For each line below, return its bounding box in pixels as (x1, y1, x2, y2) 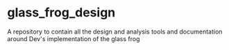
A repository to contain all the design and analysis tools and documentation (7, 27, 223, 36)
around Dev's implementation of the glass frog (7, 34, 140, 42)
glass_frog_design (7, 5, 116, 21)
